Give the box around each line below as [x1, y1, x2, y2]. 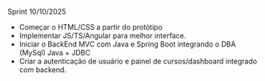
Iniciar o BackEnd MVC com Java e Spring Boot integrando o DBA [18, 39, 236, 49]
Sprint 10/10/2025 [7, 7, 66, 16]
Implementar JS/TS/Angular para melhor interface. [18, 31, 187, 40]
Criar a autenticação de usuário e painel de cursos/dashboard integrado [18, 56, 258, 66]
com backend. [18, 65, 67, 75]
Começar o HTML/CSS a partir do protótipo [18, 22, 163, 31]
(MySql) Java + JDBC [18, 48, 91, 57]
